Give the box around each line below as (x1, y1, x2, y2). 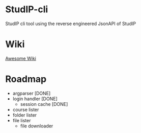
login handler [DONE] (12, 96, 58, 102)
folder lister (12, 112, 37, 118)
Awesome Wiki (5, 55, 37, 61)
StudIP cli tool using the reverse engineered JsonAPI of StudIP (5, 20, 136, 27)
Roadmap (5, 73, 47, 85)
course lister (12, 106, 39, 113)
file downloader (20, 123, 53, 129)
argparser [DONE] (12, 90, 51, 96)
